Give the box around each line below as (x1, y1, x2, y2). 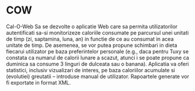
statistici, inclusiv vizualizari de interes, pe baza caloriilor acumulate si (6, 66, 176, 73)
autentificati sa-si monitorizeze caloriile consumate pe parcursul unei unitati (6, 29, 189, 36)
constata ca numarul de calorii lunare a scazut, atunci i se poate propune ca (6, 54, 189, 61)
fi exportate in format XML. (6, 79, 71, 86)
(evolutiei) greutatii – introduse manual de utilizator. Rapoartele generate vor (6, 73, 189, 80)
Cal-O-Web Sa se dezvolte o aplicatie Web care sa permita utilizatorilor (6, 23, 178, 30)
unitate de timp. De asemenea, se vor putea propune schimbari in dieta (6, 42, 177, 49)
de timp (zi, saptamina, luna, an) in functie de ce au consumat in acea (6, 35, 174, 42)
